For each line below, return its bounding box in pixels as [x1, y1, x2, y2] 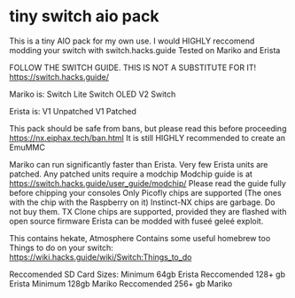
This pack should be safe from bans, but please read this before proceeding [9, 122, 287, 134]
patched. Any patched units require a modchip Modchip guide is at [9, 169, 252, 179]
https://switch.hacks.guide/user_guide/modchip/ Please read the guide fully [9, 177, 286, 188]
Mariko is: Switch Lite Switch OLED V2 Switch [9, 89, 176, 99]
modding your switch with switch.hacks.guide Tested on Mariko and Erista [9, 44, 281, 55]
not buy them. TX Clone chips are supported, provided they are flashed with [9, 206, 287, 216]
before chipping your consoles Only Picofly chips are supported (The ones [9, 187, 282, 198]
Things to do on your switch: [9, 242, 113, 253]
